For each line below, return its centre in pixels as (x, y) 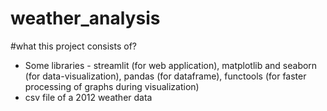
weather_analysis (85, 18)
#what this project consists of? (73, 46)
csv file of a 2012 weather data (88, 97)
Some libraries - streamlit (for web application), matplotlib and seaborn (171, 65)
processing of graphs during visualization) (112, 86)
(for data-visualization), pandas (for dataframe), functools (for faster (165, 76)
